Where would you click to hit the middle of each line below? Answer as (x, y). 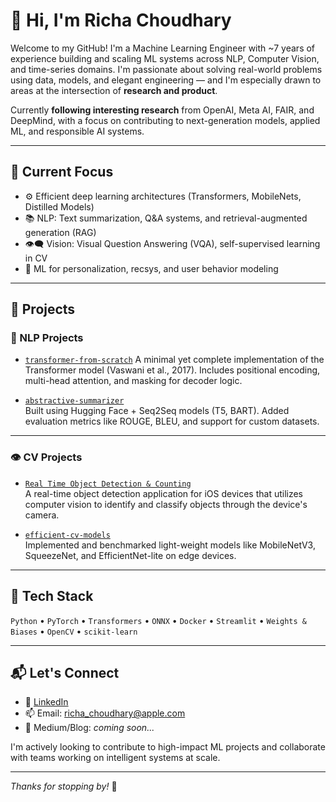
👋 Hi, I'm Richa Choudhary (121, 20)
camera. (42, 515)
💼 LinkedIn (46, 702)
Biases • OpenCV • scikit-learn (74, 631)
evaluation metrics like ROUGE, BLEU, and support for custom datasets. (172, 421)
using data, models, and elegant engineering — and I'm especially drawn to (166, 80)
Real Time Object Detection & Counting (108, 484)
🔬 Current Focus (62, 172)
